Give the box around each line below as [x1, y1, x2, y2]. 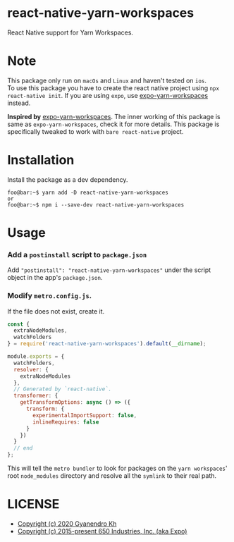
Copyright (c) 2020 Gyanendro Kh [17, 519, 117, 528]
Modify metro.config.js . [7, 291, 92, 301]
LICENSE [7, 496, 60, 512]
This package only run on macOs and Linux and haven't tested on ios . [7, 76, 207, 85]
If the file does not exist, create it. [7, 307, 105, 315]
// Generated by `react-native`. [13, 386, 112, 393]
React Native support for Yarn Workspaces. [7, 28, 134, 37]
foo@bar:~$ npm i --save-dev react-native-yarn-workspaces [7, 201, 185, 209]
